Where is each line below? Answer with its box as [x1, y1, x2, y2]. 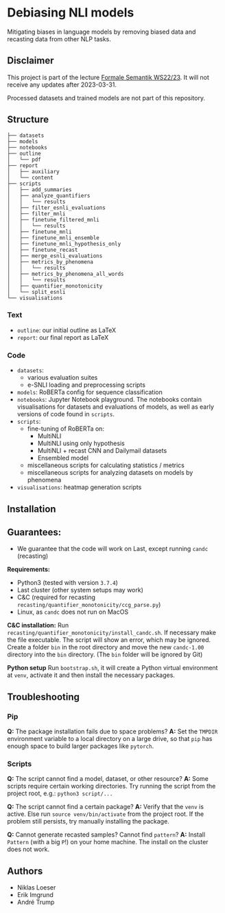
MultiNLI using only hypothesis [37, 439, 125, 448]
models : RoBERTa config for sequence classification [16, 388, 163, 396]
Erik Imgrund [16, 891, 54, 899]
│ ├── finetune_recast [7, 246, 78, 253]
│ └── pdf [7, 156, 41, 163]
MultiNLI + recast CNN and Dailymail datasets [37, 447, 167, 455]
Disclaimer [7, 55, 54, 67]
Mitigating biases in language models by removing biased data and [7, 28, 196, 36]
